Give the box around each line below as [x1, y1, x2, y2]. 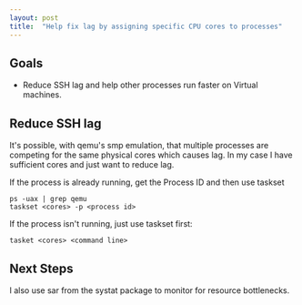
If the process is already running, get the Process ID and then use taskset [9, 177, 285, 188]
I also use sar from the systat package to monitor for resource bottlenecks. [9, 284, 290, 296]
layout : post [9, 13, 59, 23]
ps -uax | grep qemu [9, 195, 88, 204]
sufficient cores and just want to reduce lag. [9, 159, 175, 170]
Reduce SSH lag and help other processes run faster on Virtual [22, 79, 258, 91]
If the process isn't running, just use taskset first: [9, 219, 193, 229]
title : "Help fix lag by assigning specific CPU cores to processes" [9, 22, 283, 31]
